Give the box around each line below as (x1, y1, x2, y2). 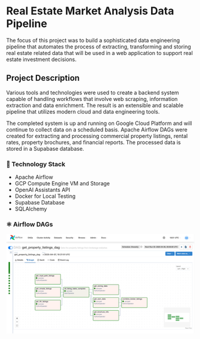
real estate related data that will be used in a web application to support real (6, 49, 193, 56)
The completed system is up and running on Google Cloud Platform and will (6, 120, 192, 127)
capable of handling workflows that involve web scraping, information (6, 95, 178, 102)
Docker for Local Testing (14, 193, 76, 200)
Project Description (6, 73, 80, 83)
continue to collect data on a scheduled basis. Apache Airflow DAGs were (6, 126, 188, 133)
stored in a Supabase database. (6, 145, 85, 152)
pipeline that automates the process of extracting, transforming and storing (6, 43, 191, 50)
